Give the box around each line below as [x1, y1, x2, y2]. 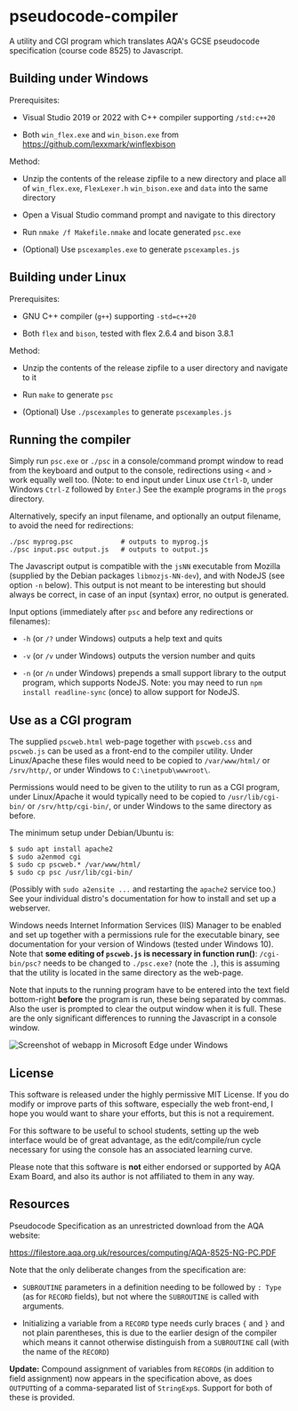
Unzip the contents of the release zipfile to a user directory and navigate [21, 363, 288, 373]
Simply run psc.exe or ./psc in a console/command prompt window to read [9, 456, 284, 467]
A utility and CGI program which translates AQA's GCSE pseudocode [9, 36, 261, 46]
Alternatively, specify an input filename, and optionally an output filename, [9, 510, 282, 522]
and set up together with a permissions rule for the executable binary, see [9, 929, 280, 941]
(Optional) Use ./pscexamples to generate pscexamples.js [21, 406, 232, 417]
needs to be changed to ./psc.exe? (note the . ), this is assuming [43, 958, 280, 968]
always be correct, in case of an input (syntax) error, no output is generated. [9, 590, 289, 600]
